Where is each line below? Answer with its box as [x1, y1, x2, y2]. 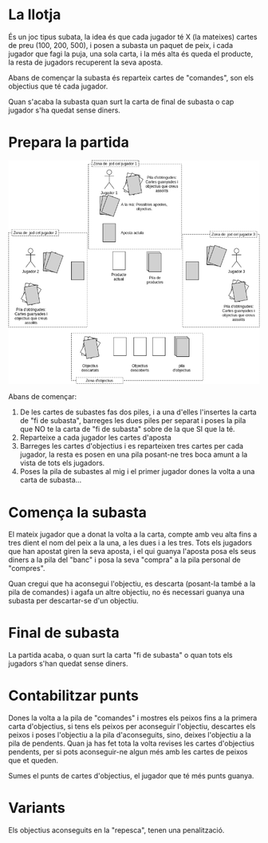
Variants [8, 799, 66, 817]
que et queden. [8, 756, 58, 766]
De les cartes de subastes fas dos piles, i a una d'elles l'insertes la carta [19, 407, 257, 417]
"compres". [8, 564, 45, 573]
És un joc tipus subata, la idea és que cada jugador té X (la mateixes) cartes [8, 32, 258, 42]
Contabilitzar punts [8, 687, 140, 705]
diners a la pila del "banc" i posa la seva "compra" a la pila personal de [8, 555, 241, 564]
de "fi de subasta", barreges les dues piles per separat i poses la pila [19, 416, 246, 425]
